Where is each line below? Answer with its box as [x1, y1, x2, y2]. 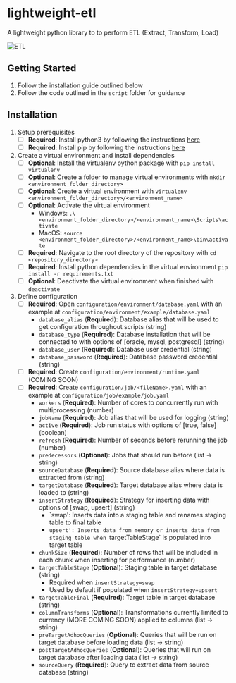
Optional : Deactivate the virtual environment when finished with [27, 277, 214, 285]
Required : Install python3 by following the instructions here [27, 135, 201, 144]
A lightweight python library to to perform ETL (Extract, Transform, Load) [7, 28, 219, 37]
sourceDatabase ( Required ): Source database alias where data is [38, 466, 225, 474]
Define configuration [17, 293, 77, 301]
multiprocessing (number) [38, 406, 114, 414]
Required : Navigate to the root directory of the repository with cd [27, 248, 217, 257]
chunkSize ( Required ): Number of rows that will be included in [38, 548, 218, 557]
